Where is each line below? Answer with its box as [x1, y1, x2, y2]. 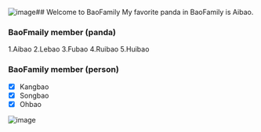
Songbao [19, 91, 49, 100]
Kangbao [19, 82, 49, 91]
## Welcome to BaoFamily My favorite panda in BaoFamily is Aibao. [35, 8, 254, 16]
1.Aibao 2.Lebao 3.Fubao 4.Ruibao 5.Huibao [8, 45, 150, 54]
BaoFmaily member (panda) [8, 27, 116, 37]
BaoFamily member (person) [8, 64, 119, 75]
